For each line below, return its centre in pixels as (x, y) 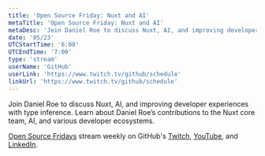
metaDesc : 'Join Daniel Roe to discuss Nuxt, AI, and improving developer (134, 30)
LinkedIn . (23, 144)
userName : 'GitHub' (40, 67)
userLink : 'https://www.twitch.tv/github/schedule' (95, 74)
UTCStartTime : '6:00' (44, 45)
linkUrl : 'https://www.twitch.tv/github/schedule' (93, 81)
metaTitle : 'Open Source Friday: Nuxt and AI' (86, 23)
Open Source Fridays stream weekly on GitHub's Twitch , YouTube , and (123, 136)
